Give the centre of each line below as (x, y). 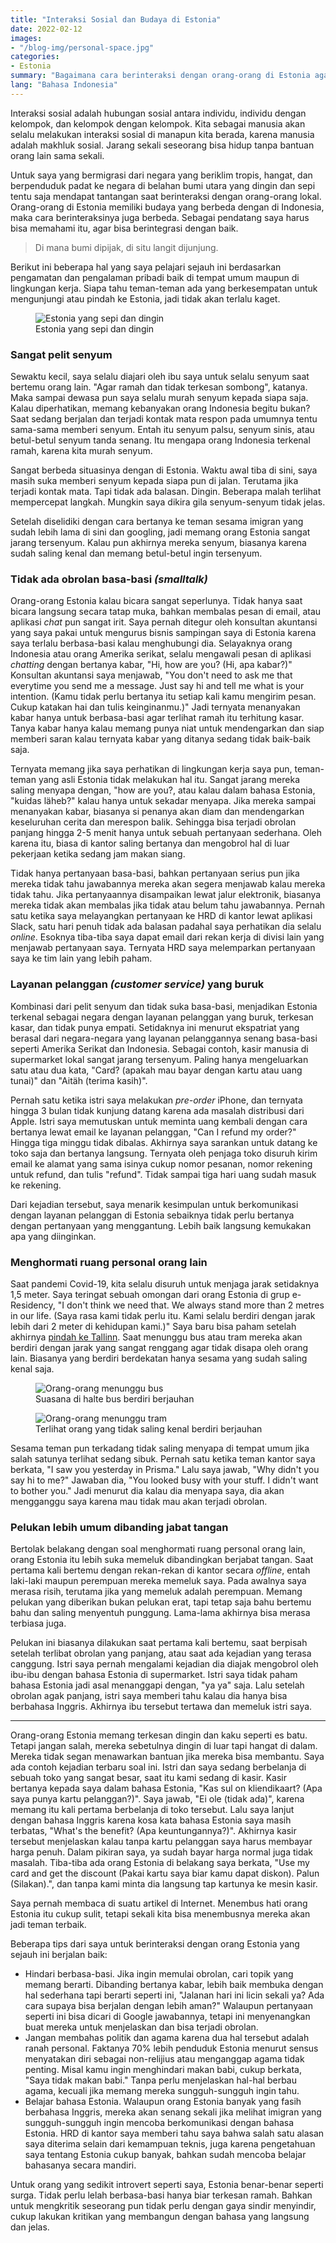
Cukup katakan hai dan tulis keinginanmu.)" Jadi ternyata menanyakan (155, 707)
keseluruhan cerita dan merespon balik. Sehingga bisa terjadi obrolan (153, 822)
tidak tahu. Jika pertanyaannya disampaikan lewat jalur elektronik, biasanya (166, 895)
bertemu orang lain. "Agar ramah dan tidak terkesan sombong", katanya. (159, 387)
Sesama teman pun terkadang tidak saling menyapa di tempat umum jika (160, 1448)
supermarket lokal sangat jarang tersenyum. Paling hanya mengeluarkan (159, 1059)
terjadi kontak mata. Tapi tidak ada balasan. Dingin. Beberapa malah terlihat (166, 492)
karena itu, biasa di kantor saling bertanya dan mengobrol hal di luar (150, 843)
